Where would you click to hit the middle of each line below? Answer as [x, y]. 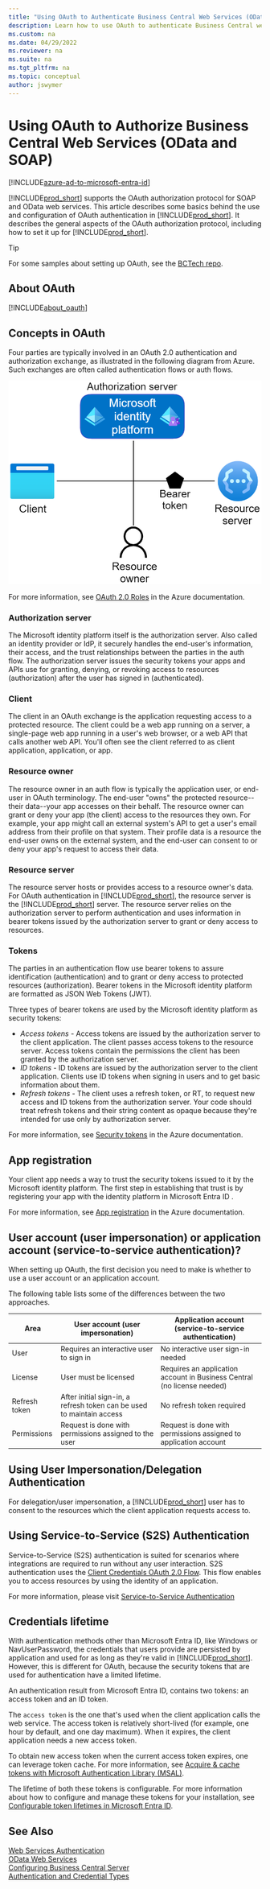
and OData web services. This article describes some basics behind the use [134, 206]
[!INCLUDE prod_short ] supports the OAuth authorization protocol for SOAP [132, 198]
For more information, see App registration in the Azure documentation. [127, 1212]
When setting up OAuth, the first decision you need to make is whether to [130, 1269]
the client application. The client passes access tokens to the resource [137, 1042]
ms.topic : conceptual [45, 76]
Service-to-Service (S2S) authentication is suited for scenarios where [124, 1555]
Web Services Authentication [56, 1850]
